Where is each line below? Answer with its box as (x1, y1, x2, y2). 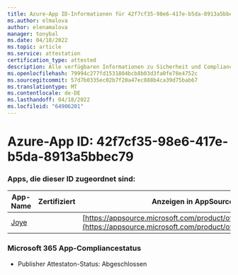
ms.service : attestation (7, 50, 81, 58)
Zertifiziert (38, 197, 76, 207)
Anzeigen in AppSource (151, 197, 234, 207)
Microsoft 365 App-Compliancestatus (7, 243, 142, 253)
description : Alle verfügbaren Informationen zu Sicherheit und (7, 63, 201, 70)
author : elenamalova (7, 23, 69, 31)
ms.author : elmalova (7, 17, 69, 24)
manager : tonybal (7, 30, 59, 38)
